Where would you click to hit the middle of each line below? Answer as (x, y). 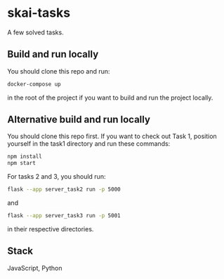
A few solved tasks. (36, 32)
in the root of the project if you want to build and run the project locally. (110, 97)
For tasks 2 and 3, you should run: (57, 177)
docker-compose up (34, 84)
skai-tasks (39, 13)
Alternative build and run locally (79, 120)
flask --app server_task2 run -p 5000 (64, 190)
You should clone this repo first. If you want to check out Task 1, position (112, 136)
